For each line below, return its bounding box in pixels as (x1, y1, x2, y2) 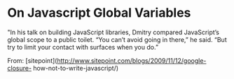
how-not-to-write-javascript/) (33, 64, 119, 72)
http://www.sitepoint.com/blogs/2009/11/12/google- (57, 56, 207, 64)
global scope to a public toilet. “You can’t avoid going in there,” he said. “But (7, 35, 227, 43)
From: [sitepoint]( (7, 56, 57, 64)
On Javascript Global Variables (7, 5, 191, 21)
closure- (7, 64, 32, 72)
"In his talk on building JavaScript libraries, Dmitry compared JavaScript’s (7, 28, 219, 36)
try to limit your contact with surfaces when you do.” (7, 43, 159, 51)
